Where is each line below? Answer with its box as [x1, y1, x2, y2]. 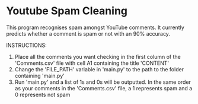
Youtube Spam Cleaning [6, 4, 128, 18]
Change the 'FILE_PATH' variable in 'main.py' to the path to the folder [14, 65, 184, 73]
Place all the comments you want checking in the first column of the [14, 53, 181, 60]
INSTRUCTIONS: [6, 42, 47, 49]
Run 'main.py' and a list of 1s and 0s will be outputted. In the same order [14, 78, 191, 86]
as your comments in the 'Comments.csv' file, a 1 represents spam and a [14, 84, 193, 92]
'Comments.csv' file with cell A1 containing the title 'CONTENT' [14, 59, 170, 67]
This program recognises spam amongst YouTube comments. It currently [6, 24, 185, 31]
